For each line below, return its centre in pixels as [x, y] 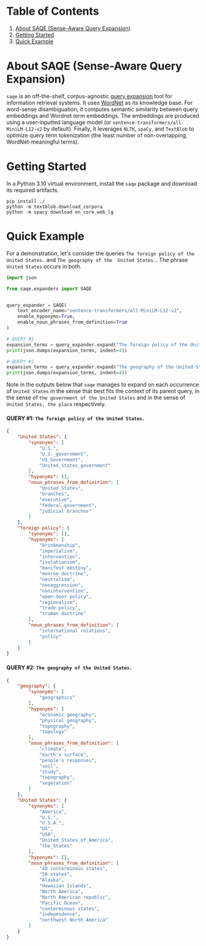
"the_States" [55, 846]
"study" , [50, 772]
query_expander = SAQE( [37, 305]
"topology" [53, 732]
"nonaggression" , [61, 585]
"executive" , [55, 499]
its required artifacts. [33, 190]
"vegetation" [55, 783]
